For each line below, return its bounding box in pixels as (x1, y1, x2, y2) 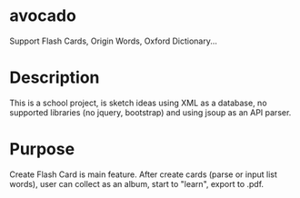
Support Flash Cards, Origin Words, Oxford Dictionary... (9, 35, 218, 46)
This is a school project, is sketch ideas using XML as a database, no (9, 97, 267, 108)
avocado (9, 5, 77, 26)
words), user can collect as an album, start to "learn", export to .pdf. (9, 178, 265, 189)
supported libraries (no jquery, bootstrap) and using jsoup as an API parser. (9, 106, 292, 118)
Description (9, 67, 100, 88)
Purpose (9, 139, 75, 160)
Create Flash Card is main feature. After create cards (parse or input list (9, 169, 277, 180)
